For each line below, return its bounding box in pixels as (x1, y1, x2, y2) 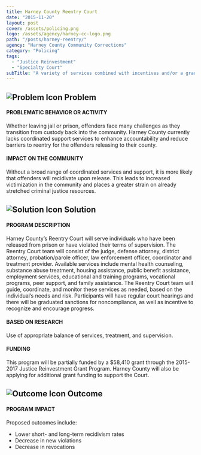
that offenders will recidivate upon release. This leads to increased (6, 175, 170, 182)
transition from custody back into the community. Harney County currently (6, 128, 190, 135)
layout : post (6, 20, 39, 26)
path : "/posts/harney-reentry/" (6, 37, 87, 43)
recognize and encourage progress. (6, 305, 95, 312)
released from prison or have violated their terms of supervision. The (6, 241, 176, 248)
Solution (63, 205, 96, 215)
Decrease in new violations (14, 436, 82, 444)
